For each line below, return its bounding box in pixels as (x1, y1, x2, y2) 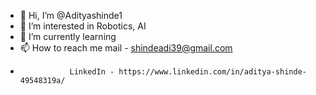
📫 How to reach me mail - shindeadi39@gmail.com (19, 42, 233, 54)
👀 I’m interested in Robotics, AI (19, 20, 147, 32)
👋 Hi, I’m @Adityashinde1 (19, 10, 123, 21)
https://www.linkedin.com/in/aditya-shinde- (118, 67, 307, 77)
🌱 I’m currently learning (19, 31, 117, 42)
